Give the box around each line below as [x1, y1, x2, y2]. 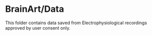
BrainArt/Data [5, 3, 64, 15]
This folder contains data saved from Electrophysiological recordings [5, 20, 147, 26]
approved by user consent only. [5, 25, 70, 31]
